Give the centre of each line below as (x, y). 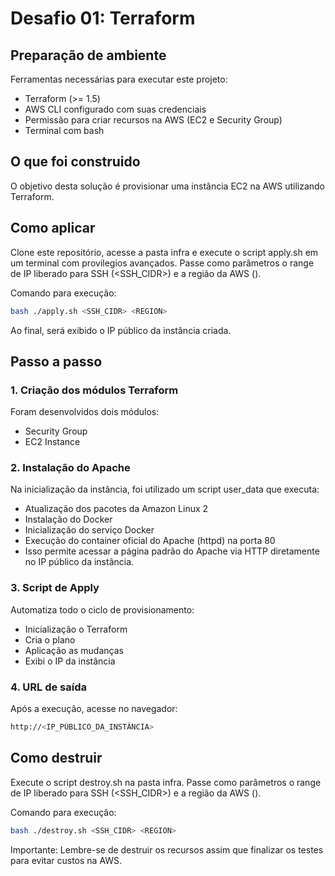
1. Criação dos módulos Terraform (94, 390)
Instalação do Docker (68, 519)
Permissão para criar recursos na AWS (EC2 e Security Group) (153, 120)
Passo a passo (56, 361)
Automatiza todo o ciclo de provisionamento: (102, 609)
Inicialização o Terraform (76, 629)
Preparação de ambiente (88, 55)
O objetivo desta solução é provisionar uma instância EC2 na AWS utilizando (168, 186)
